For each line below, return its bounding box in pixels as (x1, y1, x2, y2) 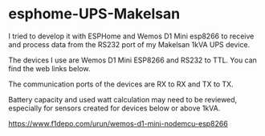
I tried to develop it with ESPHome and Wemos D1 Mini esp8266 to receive (8, 31, 255, 41)
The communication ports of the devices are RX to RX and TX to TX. (8, 79, 234, 89)
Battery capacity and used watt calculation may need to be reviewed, (8, 94, 238, 104)
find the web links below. (8, 63, 91, 73)
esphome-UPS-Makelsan (8, 5, 181, 23)
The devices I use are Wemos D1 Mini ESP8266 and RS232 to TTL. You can (8, 55, 257, 65)
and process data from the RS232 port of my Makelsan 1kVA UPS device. (8, 39, 251, 49)
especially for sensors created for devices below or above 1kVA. (8, 103, 221, 113)
